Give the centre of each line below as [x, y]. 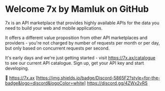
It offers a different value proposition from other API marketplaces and [76, 38]
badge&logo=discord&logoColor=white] [46, 83]
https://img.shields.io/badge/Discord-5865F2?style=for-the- [99, 78]
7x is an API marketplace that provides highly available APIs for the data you [82, 23]
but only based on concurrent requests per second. [57, 48]
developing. [17, 68]
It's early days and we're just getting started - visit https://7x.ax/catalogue [80, 57]
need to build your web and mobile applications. [54, 28]
